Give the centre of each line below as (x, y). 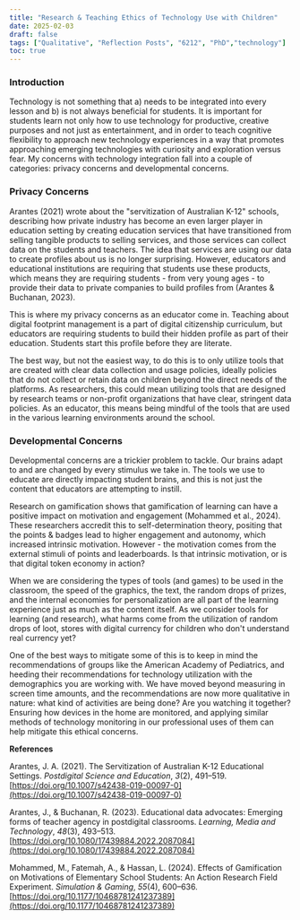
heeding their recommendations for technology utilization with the (131, 674)
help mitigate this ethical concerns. (74, 732)
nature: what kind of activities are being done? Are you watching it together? (150, 703)
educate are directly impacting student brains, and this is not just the (136, 480)
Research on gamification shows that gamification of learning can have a (144, 507)
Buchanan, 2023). (43, 297)
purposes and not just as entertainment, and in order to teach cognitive (141, 130)
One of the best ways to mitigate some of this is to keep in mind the (133, 655)
